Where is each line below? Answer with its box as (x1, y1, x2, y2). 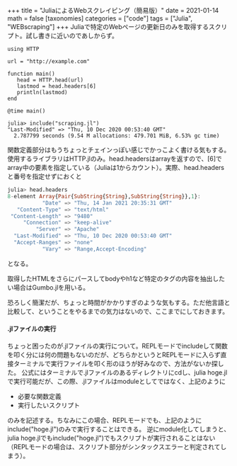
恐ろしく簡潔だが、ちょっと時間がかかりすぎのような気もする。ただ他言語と (7, 298, 231, 307)
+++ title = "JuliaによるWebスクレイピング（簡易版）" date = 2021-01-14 (7, 6, 219, 14)
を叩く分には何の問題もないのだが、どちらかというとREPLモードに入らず (7, 350, 221, 359)
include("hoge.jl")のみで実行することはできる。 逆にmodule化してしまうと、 (7, 424, 231, 433)
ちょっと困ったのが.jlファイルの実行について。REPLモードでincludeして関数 (7, 341, 228, 350)
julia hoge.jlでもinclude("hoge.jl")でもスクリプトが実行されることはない (7, 433, 216, 442)
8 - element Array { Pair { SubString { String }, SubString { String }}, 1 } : (7, 193, 201, 200)
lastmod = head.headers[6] (16, 83, 97, 90)
